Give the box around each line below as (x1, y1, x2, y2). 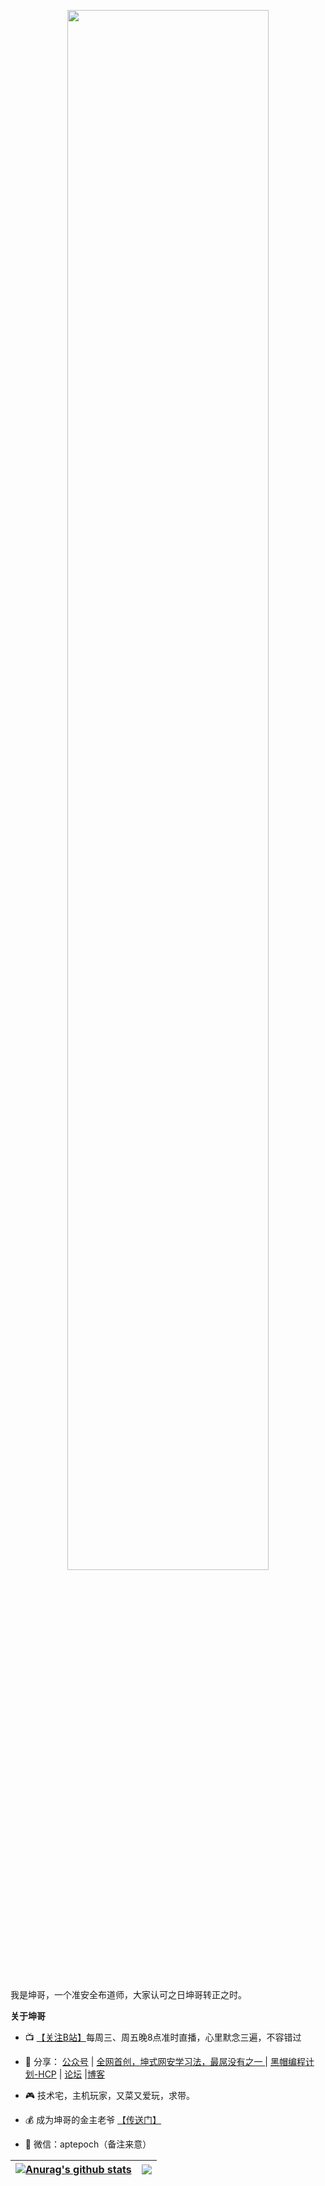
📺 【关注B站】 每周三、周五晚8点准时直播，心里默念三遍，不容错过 (24, 2031, 302, 2043)
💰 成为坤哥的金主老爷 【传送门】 (24, 2114, 162, 2125)
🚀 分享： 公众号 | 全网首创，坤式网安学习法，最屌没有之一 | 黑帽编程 (24, 2056, 306, 2067)
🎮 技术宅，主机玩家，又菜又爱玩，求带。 (24, 2090, 196, 2101)
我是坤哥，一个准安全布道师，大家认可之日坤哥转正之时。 (10, 1989, 247, 2000)
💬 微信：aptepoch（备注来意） (24, 2138, 152, 2150)
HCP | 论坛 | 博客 (38, 2068, 105, 2080)
